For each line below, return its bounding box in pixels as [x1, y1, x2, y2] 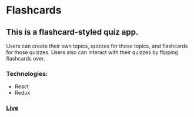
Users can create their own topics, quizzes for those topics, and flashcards [6, 42, 188, 49]
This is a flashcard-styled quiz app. [6, 27, 139, 37]
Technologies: [6, 69, 48, 78]
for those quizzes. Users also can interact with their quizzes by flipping [6, 49, 178, 56]
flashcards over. [6, 55, 45, 62]
